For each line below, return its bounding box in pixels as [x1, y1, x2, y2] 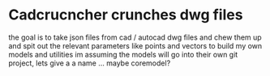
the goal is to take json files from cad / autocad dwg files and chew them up [8, 32, 262, 42]
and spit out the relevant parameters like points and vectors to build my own [8, 40, 263, 50]
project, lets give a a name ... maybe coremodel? [8, 58, 171, 68]
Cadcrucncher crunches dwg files [8, 6, 243, 24]
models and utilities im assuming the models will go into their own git [8, 49, 238, 59]
